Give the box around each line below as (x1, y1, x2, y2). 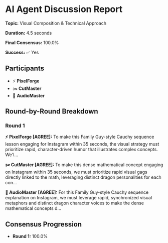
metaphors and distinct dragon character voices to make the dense (5, 200, 144, 206)
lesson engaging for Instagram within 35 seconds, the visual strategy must (5, 141, 159, 147)
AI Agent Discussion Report (5, 4, 123, 15)
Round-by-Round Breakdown (5, 107, 99, 116)
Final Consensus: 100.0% (5, 39, 59, 46)
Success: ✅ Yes (5, 49, 39, 55)
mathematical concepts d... (5, 205, 62, 211)
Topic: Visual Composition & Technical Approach (5, 20, 107, 26)
